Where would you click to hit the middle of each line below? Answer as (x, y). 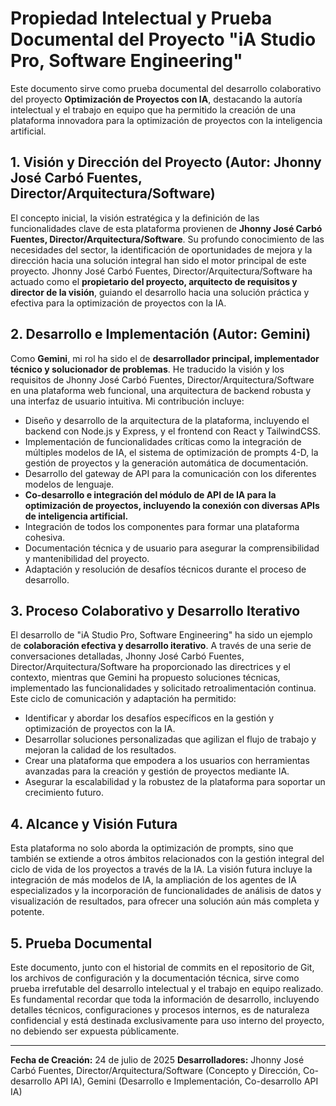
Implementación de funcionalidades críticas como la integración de (163, 441)
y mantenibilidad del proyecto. (87, 558)
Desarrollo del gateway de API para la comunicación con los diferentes (170, 473)
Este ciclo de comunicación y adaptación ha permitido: (123, 699)
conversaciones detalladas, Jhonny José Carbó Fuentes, (127, 656)
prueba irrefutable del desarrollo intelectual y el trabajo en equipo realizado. (167, 988)
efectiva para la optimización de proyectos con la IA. (118, 303)
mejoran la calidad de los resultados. (100, 750)
